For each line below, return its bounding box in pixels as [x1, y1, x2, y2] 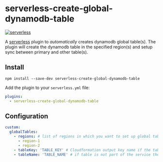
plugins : [5, 94, 23, 99]
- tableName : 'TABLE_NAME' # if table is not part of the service [14, 152, 151, 157]
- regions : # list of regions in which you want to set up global [14, 134, 151, 139]
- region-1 [17, 138, 40, 144]
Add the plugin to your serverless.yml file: [5, 85, 90, 90]
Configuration [5, 112, 49, 120]
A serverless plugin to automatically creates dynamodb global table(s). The [5, 38, 156, 44]
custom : [5, 125, 21, 130]
